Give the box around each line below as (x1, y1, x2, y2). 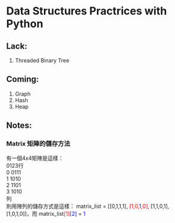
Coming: (6, 74, 39, 85)
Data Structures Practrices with (6, 4, 167, 18)
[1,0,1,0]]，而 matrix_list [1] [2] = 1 (6, 210, 86, 217)
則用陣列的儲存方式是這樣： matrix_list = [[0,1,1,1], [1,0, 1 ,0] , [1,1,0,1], (6, 203, 170, 210)
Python (6, 17, 43, 31)
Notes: (6, 120, 32, 130)
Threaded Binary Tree (14, 57, 70, 64)
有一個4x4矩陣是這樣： (6, 154, 64, 162)
